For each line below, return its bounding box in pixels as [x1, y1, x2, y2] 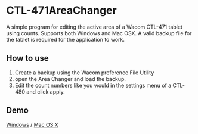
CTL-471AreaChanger [6, 4, 117, 17]
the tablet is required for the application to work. [6, 36, 125, 43]
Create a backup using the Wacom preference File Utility [14, 69, 154, 76]
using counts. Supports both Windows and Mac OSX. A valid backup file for [6, 29, 192, 36]
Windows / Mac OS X [6, 121, 58, 128]
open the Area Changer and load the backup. [14, 75, 126, 82]
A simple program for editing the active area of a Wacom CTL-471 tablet [6, 23, 183, 30]
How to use [6, 53, 49, 63]
